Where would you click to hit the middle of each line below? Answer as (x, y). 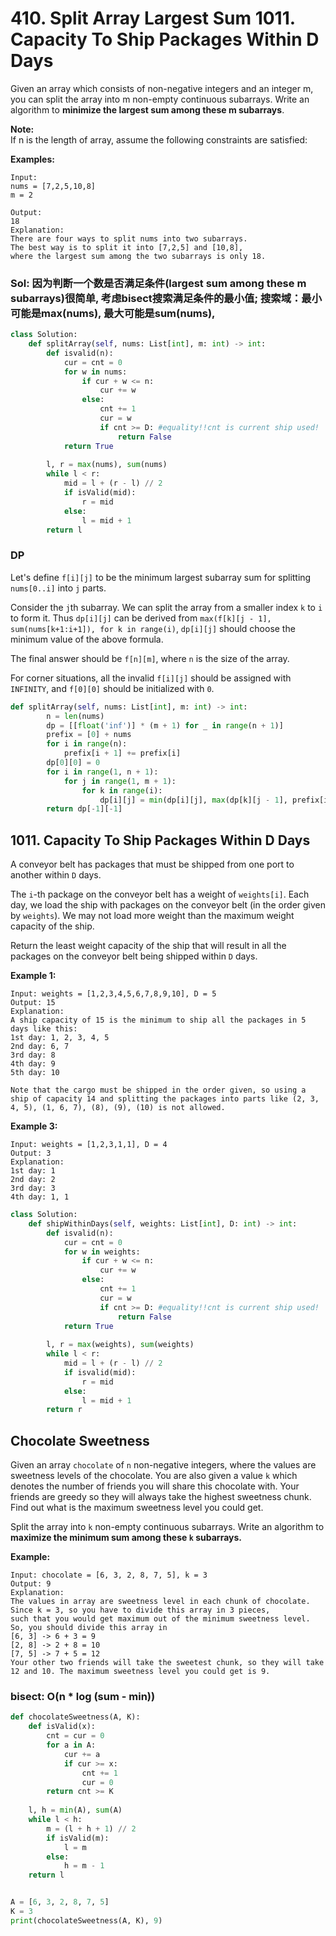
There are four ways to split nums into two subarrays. (129, 238)
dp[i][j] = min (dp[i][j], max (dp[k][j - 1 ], (193, 800)
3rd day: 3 (33, 1188)
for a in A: (71, 1745)
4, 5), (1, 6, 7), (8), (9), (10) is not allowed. (118, 1108)
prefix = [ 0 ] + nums (89, 735)
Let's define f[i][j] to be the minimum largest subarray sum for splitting (161, 577)
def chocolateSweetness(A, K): (75, 1717)
